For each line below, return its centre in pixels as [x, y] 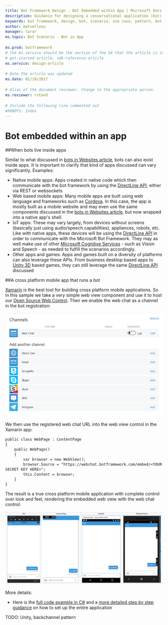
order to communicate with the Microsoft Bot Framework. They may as [85, 239]
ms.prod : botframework [29, 48]
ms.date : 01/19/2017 [27, 79]
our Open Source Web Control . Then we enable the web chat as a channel [82, 301]
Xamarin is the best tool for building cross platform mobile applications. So [82, 290]
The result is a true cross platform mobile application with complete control [82, 493]
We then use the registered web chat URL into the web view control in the [81, 424]
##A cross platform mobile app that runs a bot [53, 280]
